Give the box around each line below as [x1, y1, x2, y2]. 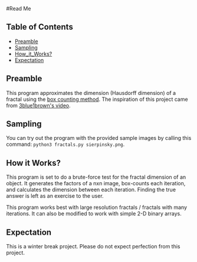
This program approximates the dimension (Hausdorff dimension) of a [6, 89, 176, 96]
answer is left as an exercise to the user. [6, 192, 104, 199]
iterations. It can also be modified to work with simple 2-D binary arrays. [6, 210, 182, 217]
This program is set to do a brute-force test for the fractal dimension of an [6, 173, 186, 181]
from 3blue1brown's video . [6, 101, 71, 109]
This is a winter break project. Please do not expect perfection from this [6, 243, 180, 250]
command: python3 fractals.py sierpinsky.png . [6, 141, 125, 148]
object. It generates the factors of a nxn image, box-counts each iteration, [6, 180, 186, 187]
